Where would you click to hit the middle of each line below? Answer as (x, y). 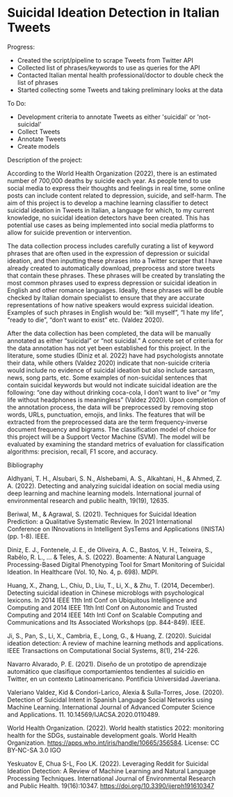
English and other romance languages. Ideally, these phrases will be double (115, 290)
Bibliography (25, 465)
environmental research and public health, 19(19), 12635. (88, 500)
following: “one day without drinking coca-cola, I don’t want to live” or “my (114, 392)
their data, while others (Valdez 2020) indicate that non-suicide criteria (109, 362)
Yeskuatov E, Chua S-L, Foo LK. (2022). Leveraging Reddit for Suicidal (108, 764)
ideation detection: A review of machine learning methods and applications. (115, 643)
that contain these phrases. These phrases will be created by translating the (116, 275)
